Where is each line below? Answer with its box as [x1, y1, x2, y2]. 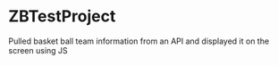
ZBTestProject [8, 6, 116, 27]
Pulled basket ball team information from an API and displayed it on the [8, 36, 270, 46]
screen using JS [8, 45, 68, 55]
